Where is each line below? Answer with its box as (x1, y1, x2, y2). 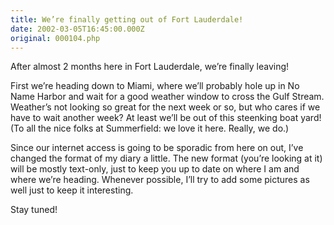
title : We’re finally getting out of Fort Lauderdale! (10, 14, 244, 25)
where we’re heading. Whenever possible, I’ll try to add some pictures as (10, 174, 310, 186)
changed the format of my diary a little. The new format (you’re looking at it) (10, 152, 323, 165)
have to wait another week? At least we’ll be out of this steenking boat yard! (10, 112, 322, 124)
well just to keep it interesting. (10, 184, 134, 196)
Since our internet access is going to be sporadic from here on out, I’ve (10, 142, 304, 154)
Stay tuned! (10, 204, 58, 216)
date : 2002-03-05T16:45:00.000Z (10, 24, 145, 34)
